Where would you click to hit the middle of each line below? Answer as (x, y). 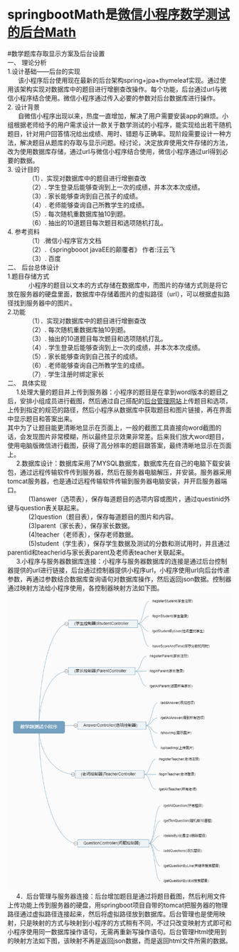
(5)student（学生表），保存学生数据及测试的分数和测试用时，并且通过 (129, 543)
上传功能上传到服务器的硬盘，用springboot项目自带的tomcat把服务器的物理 (118, 905)
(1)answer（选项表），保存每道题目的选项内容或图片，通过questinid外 (129, 499)
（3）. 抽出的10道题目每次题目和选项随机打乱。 (97, 338)
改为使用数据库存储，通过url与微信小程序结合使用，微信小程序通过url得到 (115, 151)
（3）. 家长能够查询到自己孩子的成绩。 (85, 196)
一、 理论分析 (27, 62)
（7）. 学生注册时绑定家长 (66, 374)
